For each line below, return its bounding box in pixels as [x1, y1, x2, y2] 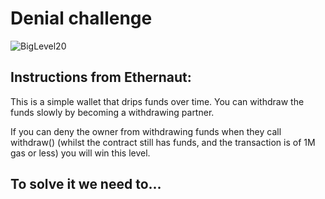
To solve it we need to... [10, 176, 162, 193]
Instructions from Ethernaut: [10, 69, 192, 86]
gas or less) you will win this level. [10, 147, 151, 159]
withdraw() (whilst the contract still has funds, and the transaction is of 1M [10, 136, 316, 148]
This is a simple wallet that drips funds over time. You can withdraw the [10, 95, 305, 107]
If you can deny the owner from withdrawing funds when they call [10, 125, 282, 137]
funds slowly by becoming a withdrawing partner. [10, 106, 215, 118]
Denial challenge [10, 7, 153, 30]
